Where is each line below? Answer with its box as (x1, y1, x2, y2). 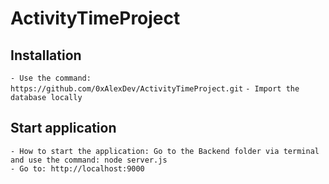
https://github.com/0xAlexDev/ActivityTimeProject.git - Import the (10, 84, 300, 94)
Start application (10, 120, 117, 137)
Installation (10, 47, 82, 64)
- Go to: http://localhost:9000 (10, 163, 145, 174)
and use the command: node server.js (10, 155, 168, 165)
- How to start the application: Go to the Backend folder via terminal (10, 146, 320, 156)
